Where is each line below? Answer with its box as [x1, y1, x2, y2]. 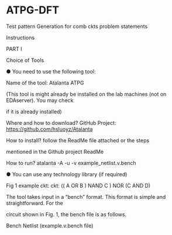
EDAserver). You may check [6, 97, 74, 104]
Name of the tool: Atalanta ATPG [6, 79, 84, 86]
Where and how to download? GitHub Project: [6, 119, 116, 126]
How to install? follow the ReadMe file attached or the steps [6, 136, 150, 143]
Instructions [6, 34, 35, 41]
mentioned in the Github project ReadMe [6, 148, 104, 155]
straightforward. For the [6, 199, 63, 206]
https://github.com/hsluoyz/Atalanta [6, 125, 93, 132]
